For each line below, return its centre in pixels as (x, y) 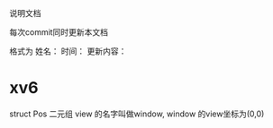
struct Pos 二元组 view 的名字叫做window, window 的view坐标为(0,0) (137, 114)
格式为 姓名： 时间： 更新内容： (68, 51)
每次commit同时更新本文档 (59, 32)
